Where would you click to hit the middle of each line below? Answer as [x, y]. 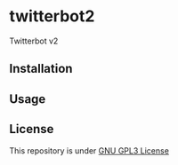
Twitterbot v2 [34, 41]
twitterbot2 [52, 16]
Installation [41, 69]
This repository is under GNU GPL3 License [89, 150]
